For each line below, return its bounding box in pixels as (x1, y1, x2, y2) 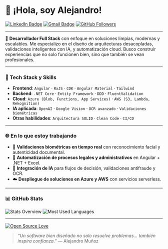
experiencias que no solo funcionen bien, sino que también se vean (5, 51, 144, 57)
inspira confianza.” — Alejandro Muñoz (17, 237, 99, 244)
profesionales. (5, 56, 35, 62)
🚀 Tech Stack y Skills (5, 73, 56, 80)
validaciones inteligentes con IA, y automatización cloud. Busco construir (5, 46, 156, 52)
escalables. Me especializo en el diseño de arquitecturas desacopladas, (5, 40, 153, 46)
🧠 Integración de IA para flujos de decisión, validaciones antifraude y (12, 165, 156, 171)
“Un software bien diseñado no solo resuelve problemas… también (17, 232, 156, 238)
